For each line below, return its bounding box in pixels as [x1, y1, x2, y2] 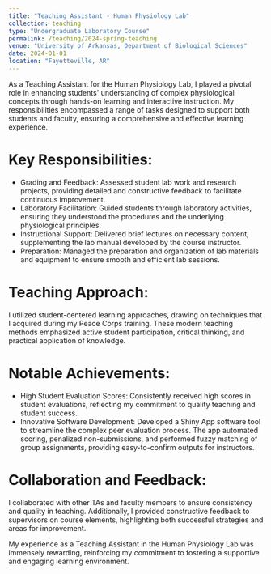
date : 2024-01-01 [8, 49, 67, 57]
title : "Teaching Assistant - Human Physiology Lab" [8, 11, 190, 20]
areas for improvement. [8, 523, 87, 533]
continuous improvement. [19, 194, 106, 204]
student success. [19, 408, 78, 418]
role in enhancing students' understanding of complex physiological [8, 87, 235, 97]
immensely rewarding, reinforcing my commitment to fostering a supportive [8, 547, 260, 557]
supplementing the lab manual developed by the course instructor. [19, 237, 242, 247]
